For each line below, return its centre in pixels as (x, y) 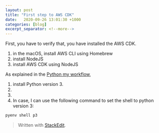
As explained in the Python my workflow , (48, 74)
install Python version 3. (38, 84)
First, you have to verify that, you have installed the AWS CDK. (71, 43)
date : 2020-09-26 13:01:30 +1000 (43, 19)
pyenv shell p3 (21, 116)
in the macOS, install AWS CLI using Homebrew (63, 54)
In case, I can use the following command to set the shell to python (83, 101)
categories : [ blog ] (26, 24)
